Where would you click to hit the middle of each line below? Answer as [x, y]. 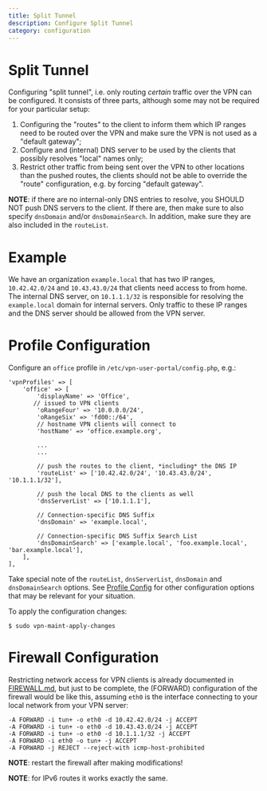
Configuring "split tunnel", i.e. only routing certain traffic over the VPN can [130, 92]
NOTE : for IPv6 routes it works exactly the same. [88, 778]
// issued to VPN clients [76, 403]
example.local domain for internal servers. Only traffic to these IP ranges [128, 305]
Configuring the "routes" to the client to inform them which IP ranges [133, 125]
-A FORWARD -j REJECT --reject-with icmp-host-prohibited [106, 748]
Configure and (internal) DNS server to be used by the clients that [128, 150]
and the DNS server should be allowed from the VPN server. [107, 313]
